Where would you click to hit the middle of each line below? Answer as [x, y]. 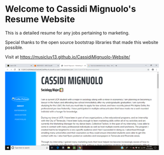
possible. [14, 47]
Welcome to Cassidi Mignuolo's [71, 9]
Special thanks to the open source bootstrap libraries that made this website [82, 42]
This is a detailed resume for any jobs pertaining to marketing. [67, 33]
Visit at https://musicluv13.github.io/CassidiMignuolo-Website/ [68, 57]
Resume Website [40, 19]
